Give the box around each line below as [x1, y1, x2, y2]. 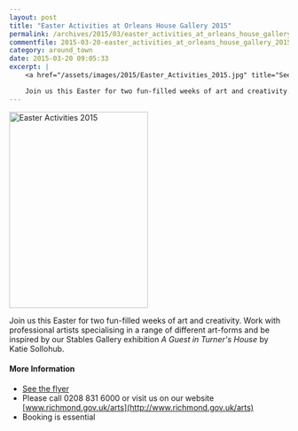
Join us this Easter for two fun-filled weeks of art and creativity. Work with [9, 315, 281, 325]
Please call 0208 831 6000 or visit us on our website [21, 392, 215, 404]
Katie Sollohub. [9, 343, 65, 354]
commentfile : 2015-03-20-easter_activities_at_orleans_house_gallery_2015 [9, 37, 292, 47]
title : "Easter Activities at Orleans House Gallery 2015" [9, 21, 232, 30]
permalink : [9, 29, 50, 38]
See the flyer [21, 383, 69, 394]
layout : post [9, 12, 58, 22]
